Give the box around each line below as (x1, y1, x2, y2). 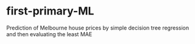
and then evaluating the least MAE (6, 30, 93, 37)
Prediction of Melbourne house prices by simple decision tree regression (6, 24, 190, 31)
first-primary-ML (6, 4, 94, 18)
